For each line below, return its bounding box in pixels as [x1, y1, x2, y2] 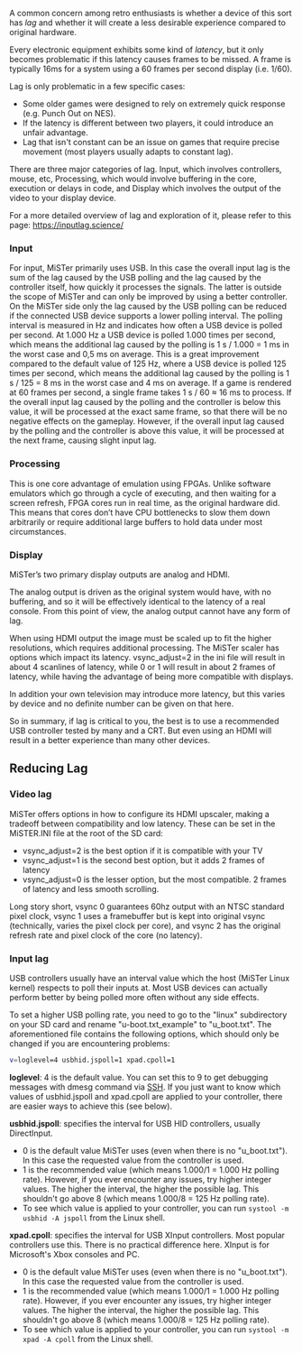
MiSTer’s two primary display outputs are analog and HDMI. [9, 568, 231, 580]
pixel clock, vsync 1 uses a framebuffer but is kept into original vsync [9, 910, 266, 921]
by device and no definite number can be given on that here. [9, 698, 234, 709]
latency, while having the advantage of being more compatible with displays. [9, 671, 294, 682]
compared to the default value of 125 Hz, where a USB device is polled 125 [9, 358, 287, 369]
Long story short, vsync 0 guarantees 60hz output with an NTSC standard [9, 901, 285, 912]
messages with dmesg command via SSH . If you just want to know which [9, 1081, 281, 1092]
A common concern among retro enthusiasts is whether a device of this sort [9, 8, 292, 18]
